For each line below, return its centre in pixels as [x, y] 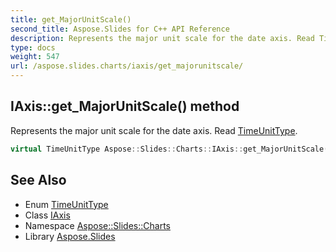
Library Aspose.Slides [70, 236]
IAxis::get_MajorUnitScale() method [125, 106]
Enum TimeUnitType [66, 204]
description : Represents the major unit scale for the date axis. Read [162, 38]
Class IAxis [47, 215]
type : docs [33, 47]
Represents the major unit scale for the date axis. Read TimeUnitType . [154, 130]
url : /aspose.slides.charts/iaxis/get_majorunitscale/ [127, 66]
